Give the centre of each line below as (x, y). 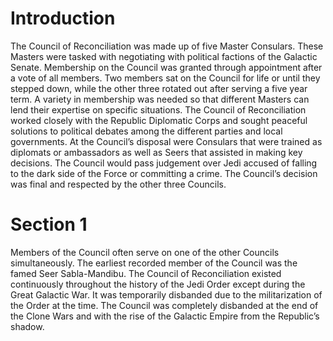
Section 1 (49, 224)
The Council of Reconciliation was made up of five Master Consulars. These (167, 46)
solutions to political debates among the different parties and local (146, 131)
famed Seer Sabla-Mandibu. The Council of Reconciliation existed (146, 273)
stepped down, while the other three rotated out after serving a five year (159, 88)
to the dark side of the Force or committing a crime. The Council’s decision (164, 173)
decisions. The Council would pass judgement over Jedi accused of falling (164, 163)
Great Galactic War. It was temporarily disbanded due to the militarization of (166, 294)
